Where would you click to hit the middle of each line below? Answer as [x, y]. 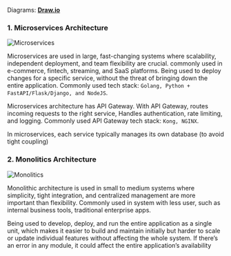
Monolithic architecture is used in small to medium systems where [101, 188]
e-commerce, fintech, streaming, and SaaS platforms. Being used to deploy [114, 71]
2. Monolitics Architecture [52, 159]
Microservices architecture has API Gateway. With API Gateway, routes [108, 106]
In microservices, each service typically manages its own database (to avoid [115, 135]
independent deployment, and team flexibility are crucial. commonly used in [115, 63]
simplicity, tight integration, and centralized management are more [101, 195]
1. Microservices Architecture [58, 28]
